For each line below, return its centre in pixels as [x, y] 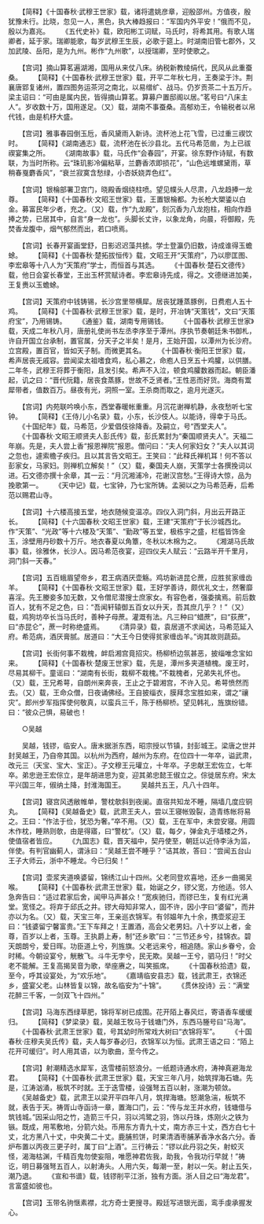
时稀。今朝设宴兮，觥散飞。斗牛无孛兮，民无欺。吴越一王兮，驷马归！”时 [127, 956]
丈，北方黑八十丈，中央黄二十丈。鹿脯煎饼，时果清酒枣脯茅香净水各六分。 [128, 1137]
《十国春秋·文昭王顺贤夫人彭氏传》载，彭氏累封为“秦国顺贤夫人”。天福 [134, 436]
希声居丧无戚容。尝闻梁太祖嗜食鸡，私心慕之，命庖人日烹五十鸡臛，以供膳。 [132, 360]
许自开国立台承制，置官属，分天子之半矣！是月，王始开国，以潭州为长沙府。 [132, 341]
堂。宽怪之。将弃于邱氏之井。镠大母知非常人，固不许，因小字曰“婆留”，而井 [132, 907]
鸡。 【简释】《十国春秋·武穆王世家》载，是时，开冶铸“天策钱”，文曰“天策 [132, 311]
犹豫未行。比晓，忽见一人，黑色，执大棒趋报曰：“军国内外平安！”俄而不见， [132, 21]
